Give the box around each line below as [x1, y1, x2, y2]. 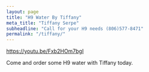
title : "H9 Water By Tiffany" [6, 14, 82, 20]
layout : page [6, 8, 39, 15]
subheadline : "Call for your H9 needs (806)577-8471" [6, 25, 144, 32]
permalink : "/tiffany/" [6, 31, 66, 37]
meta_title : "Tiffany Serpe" [6, 20, 79, 26]
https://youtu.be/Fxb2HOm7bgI [6, 47, 84, 55]
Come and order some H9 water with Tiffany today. [6, 59, 133, 67]
